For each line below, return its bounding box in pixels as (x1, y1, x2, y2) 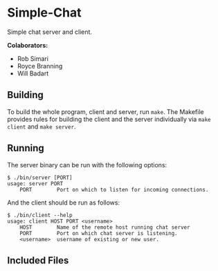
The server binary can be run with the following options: (7, 160, 167, 169)
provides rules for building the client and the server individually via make (7, 115, 211, 123)
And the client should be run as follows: (7, 198, 120, 207)
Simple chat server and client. (7, 28, 92, 36)
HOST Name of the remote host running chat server (19, 223, 190, 231)
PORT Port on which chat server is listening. (19, 230, 178, 236)
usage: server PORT (7, 180, 64, 187)
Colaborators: (7, 41, 48, 49)
